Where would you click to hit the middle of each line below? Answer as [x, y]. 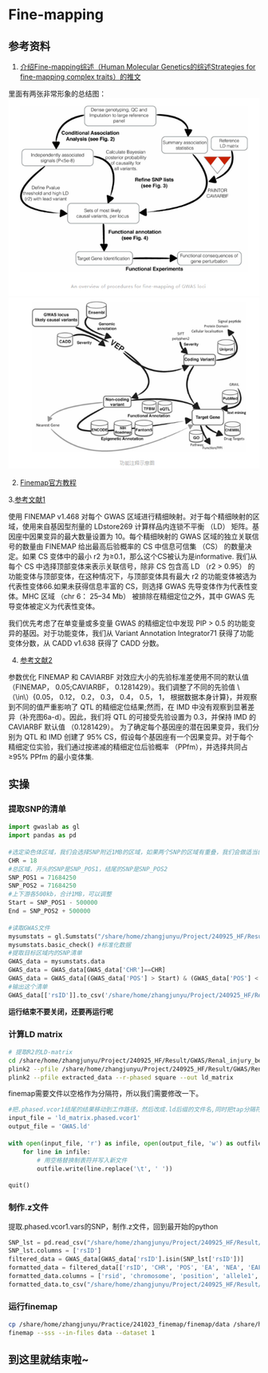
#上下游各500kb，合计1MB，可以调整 [60, 894]
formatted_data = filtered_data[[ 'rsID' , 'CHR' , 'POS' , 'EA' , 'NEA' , [126, 1268]
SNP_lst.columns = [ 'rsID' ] [55, 1251]
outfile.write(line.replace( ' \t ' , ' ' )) [105, 1169]
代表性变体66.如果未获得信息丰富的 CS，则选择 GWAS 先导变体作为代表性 [130, 586]
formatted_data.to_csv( [48, 1284]
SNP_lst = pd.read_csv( [48, 1242]
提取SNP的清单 [37, 809]
